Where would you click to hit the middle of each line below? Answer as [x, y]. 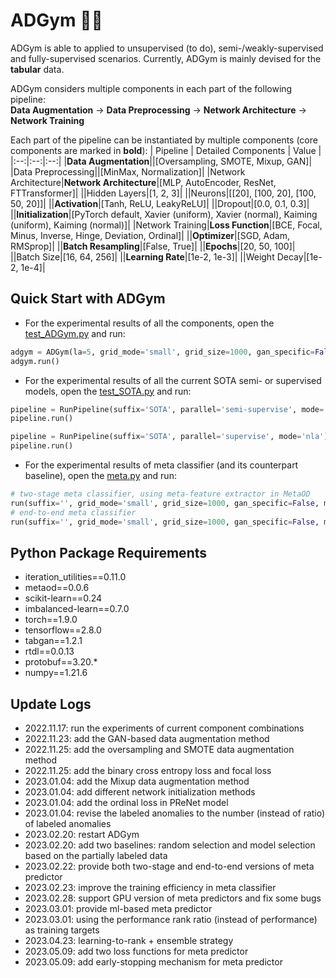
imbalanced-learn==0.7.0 [77, 609]
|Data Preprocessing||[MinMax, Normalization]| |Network [128, 171]
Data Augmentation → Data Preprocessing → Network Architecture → [158, 110]
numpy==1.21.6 [56, 673]
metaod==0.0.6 [57, 588]
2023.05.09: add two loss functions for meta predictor [136, 951]
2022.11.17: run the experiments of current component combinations [164, 728]
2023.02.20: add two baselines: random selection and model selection [170, 845]
